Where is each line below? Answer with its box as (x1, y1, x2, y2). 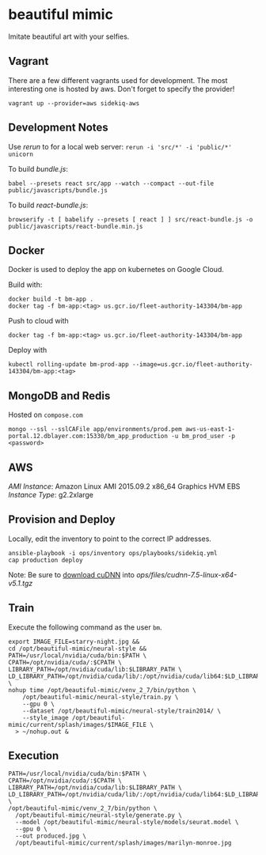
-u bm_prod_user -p (171, 433, 236, 441)
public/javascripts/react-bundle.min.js (8, 222, 144, 230)
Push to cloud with (8, 316, 69, 326)
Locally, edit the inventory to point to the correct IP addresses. (8, 534, 212, 543)
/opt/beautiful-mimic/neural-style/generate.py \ (15, 811, 182, 819)
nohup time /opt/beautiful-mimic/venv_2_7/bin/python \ (8, 686, 196, 694)
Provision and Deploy (8, 513, 116, 527)
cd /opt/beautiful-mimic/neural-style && (8, 645, 147, 653)
